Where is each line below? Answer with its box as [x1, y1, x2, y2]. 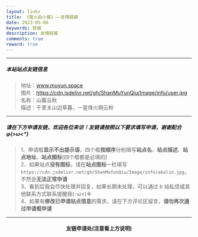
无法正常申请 [36, 175, 68, 182]
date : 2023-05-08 [6, 19, 49, 25]
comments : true [6, 36, 44, 42]
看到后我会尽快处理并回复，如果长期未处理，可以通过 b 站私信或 [29, 183, 185, 190]
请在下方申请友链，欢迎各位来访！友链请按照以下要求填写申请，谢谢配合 [6, 124, 181, 131]
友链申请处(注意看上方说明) [65, 225, 133, 232]
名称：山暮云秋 [20, 96, 57, 104]
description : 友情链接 [6, 31, 58, 36]
